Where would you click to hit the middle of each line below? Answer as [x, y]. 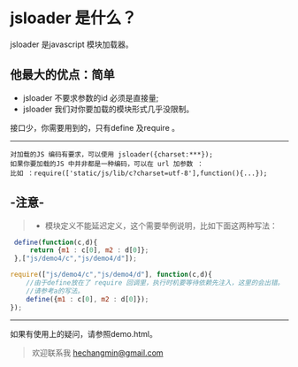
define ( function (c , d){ [56, 242]
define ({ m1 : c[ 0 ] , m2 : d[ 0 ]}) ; [88, 299]
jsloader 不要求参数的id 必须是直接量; [91, 97]
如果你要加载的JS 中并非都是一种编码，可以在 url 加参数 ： [107, 164]
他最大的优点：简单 [62, 75]
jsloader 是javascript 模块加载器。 [72, 44]
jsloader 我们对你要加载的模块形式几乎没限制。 [108, 109]
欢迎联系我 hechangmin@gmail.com [97, 352]
